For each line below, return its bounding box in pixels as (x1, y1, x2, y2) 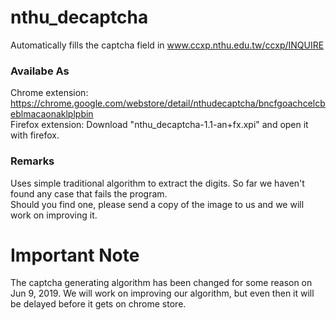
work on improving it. (10, 209, 98, 221)
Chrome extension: (10, 87, 89, 99)
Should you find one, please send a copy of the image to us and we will (10, 198, 305, 210)
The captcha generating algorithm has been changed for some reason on (10, 277, 313, 289)
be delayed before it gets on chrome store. (10, 298, 187, 310)
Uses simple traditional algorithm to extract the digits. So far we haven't (10, 177, 305, 189)
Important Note (10, 244, 140, 266)
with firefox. (10, 129, 60, 141)
